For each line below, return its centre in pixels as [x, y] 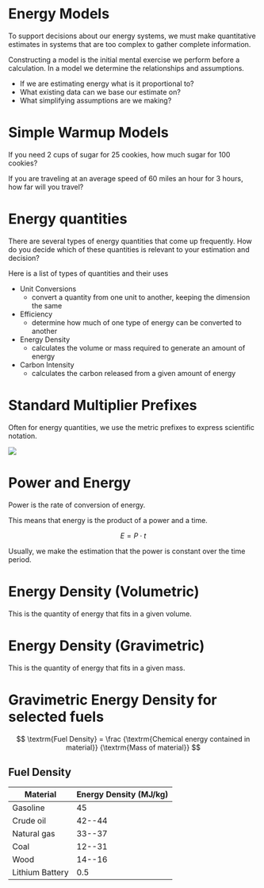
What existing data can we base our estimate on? [100, 91]
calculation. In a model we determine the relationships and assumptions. [126, 68]
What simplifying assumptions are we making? [96, 100]
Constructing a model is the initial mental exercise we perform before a [124, 60]
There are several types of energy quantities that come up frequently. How [130, 241]
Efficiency [36, 314]
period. [20, 559]
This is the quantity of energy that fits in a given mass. [97, 668]
